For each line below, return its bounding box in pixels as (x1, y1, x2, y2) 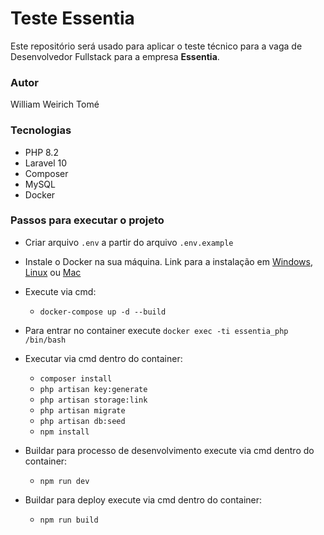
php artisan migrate (39, 405, 126, 416)
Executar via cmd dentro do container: (24, 352, 183, 364)
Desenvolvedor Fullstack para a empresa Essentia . (10, 50, 220, 62)
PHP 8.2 (24, 146, 59, 158)
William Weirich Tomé (10, 98, 100, 111)
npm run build (39, 515, 99, 525)
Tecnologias (10, 123, 72, 137)
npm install (39, 427, 90, 437)
